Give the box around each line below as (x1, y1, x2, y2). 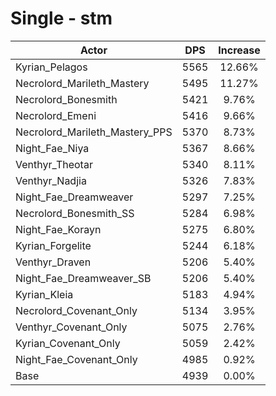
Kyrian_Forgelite (15, 238, 92, 252)
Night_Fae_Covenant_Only (15, 352, 138, 366)
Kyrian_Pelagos (15, 60, 88, 74)
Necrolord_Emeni (15, 108, 97, 122)
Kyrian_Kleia (15, 287, 74, 301)
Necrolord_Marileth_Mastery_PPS (15, 125, 173, 139)
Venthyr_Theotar (15, 157, 93, 171)
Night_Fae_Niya (15, 141, 90, 155)
